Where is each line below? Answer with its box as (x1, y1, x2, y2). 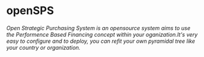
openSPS (6, 4, 54, 18)
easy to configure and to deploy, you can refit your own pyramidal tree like (6, 37, 195, 45)
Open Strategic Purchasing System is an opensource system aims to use (6, 24, 191, 31)
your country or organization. (6, 44, 81, 51)
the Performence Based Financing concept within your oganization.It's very (6, 31, 198, 38)
